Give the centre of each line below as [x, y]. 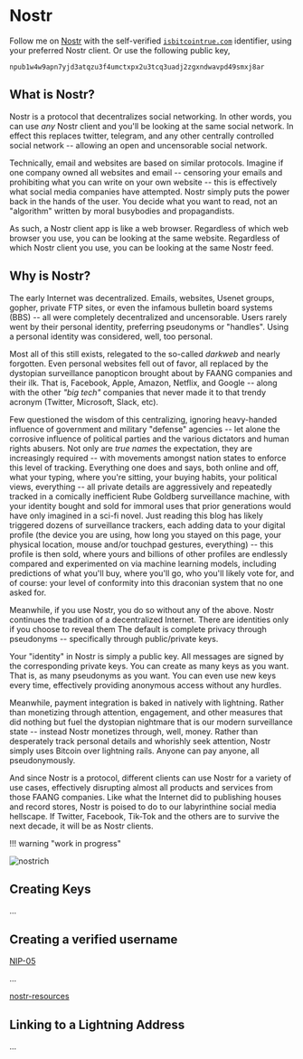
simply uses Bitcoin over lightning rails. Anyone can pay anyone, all [134, 751]
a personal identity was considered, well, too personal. [111, 336]
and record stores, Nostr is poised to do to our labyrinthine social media [143, 807]
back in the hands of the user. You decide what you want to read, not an [143, 201]
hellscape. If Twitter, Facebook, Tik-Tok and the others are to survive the [145, 816]
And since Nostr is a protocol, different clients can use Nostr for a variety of [151, 778]
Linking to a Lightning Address [97, 1024]
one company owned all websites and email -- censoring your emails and [146, 172]
